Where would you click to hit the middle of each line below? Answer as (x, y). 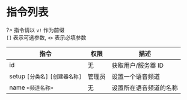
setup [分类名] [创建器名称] (46, 76)
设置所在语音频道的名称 (145, 87)
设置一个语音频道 (136, 77)
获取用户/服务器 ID (138, 65)
